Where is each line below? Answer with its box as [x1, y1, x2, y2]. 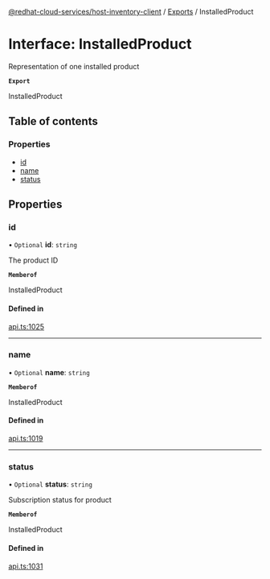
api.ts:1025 [8, 321, 45, 331]
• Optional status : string [8, 479, 92, 490]
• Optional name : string [8, 367, 90, 377]
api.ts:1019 [8, 434, 43, 444]
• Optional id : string [8, 240, 78, 250]
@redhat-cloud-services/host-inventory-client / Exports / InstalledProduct [8, 7, 254, 16]
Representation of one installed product [8, 61, 140, 71]
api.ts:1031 [8, 561, 43, 571]
